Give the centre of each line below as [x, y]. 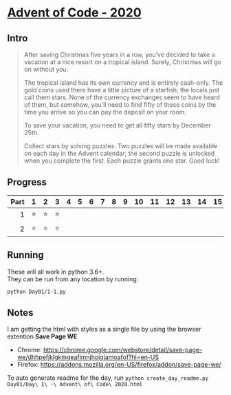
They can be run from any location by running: [73, 279]
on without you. [46, 69]
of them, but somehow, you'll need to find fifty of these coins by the [120, 104]
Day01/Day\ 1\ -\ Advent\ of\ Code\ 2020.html [75, 385]
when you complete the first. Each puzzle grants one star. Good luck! [122, 161]
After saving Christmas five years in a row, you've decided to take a [119, 54]
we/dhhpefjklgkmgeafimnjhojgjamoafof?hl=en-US [88, 357]
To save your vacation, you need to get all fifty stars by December [117, 125]
